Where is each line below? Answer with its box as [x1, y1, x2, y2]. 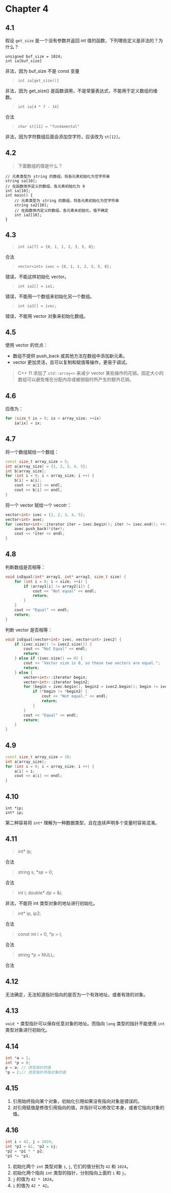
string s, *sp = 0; [17, 869, 53, 875]
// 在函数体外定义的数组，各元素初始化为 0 [5, 184, 85, 189]
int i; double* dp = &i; [17, 890, 63, 896]
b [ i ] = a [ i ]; [14, 478, 42, 483]
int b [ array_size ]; [5, 468, 47, 474]
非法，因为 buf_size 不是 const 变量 [5, 68, 80, 74]
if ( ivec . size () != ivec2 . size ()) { [14, 642, 93, 647]
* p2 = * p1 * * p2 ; [5, 1149, 44, 1154]
